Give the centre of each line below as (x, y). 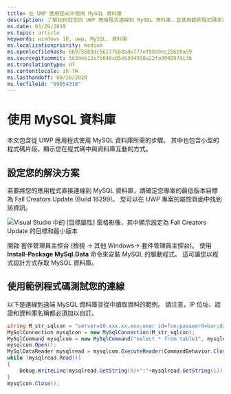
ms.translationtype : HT (41, 65)
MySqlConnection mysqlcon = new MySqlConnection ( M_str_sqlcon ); (101, 332)
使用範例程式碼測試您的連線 (66, 286)
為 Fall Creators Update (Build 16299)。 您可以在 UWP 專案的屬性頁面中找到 (114, 199)
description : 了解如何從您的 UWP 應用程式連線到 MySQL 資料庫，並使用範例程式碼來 (115, 20)
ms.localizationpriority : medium (55, 45)
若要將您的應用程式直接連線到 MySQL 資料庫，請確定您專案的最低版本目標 (113, 190)
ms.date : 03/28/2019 (37, 26)
